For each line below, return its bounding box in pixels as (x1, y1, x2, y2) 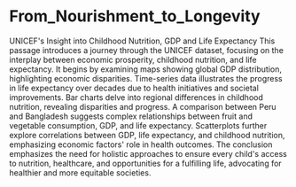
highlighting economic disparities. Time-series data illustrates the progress (9, 73, 283, 83)
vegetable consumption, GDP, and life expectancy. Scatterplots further (9, 120, 268, 130)
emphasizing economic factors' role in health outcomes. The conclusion (9, 139, 273, 150)
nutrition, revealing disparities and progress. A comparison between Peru (9, 101, 277, 112)
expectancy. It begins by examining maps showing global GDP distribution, (9, 64, 282, 74)
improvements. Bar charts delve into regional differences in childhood (9, 91, 263, 103)
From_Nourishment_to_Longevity (9, 6, 261, 27)
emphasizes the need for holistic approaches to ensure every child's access (9, 148, 288, 159)
